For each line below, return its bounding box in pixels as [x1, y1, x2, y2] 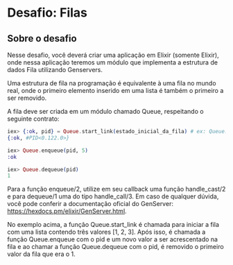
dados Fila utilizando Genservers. [7, 66, 103, 74]
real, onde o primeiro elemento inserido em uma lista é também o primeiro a [7, 87, 224, 94]
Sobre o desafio [7, 33, 78, 44]
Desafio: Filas [7, 5, 88, 21]
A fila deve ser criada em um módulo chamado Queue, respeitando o [7, 108, 204, 115]
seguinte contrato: [7, 114, 60, 123]
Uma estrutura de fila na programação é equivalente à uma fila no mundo [7, 79, 216, 87]
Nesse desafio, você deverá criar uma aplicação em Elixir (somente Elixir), [7, 51, 220, 59]
